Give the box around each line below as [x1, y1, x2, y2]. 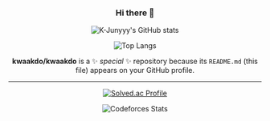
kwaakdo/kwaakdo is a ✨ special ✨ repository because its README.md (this [11, 56, 259, 67]
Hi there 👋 [115, 7, 155, 18]
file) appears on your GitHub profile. [75, 66, 195, 75]
